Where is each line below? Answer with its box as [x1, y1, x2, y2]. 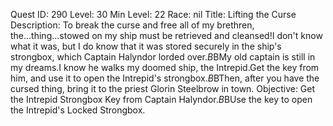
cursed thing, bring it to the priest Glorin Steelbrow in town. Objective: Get [10, 83, 316, 94]
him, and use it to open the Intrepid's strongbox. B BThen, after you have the [10, 72, 320, 84]
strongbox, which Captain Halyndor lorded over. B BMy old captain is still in [10, 51, 316, 63]
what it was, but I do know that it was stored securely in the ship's [10, 40, 282, 52]
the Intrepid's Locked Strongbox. [10, 104, 146, 116]
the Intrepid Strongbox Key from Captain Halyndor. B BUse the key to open [10, 94, 313, 105]
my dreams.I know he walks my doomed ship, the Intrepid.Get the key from [10, 62, 320, 73]
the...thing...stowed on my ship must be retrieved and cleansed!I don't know [10, 30, 323, 41]
